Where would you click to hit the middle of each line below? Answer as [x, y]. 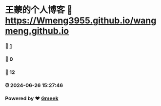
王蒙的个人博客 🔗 [39, 10]
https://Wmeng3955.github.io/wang [81, 21]
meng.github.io [37, 31]
